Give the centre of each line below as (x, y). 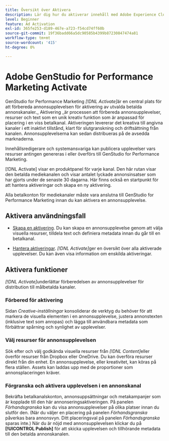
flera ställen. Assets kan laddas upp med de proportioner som (69, 367)
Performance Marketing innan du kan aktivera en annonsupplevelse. (76, 200)
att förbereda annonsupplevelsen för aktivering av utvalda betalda (74, 107)
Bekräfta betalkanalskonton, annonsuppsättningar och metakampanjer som (83, 397)
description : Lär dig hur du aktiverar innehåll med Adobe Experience (81, 15)
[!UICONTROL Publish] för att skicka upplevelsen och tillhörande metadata (83, 429)
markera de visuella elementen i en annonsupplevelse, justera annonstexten (84, 316)
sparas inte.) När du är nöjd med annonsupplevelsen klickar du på (73, 423)
